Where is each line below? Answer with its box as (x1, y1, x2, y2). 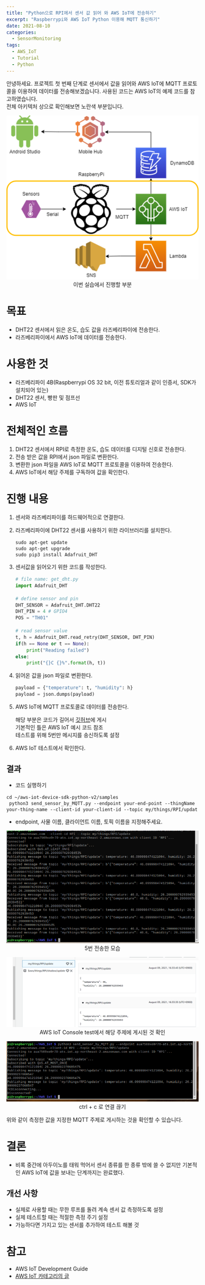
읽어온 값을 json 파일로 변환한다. (15, 672, 93, 679)
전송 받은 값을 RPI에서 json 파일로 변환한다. (15, 453, 119, 461)
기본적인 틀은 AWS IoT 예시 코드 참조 (15, 724, 104, 731)
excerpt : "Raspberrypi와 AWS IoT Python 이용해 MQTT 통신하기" (6, 16, 160, 23)
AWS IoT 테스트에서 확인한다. (15, 745, 86, 752)
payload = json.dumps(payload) (15, 691, 95, 698)
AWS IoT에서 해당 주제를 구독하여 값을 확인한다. (15, 468, 130, 476)
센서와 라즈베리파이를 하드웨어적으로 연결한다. (15, 514, 125, 521)
